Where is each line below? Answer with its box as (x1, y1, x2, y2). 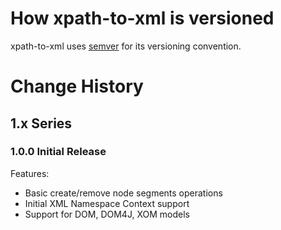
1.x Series (10, 115, 73, 132)
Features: (10, 167, 50, 179)
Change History (10, 75, 144, 98)
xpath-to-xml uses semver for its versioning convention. (10, 40, 242, 52)
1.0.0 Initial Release (10, 145, 107, 159)
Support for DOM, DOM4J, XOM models (24, 208, 190, 220)
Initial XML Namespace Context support (24, 197, 190, 209)
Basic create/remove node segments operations (24, 187, 223, 199)
